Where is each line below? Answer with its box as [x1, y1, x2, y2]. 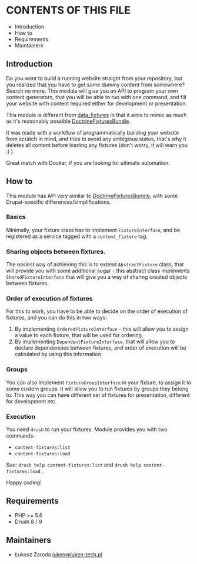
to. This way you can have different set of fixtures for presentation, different [6, 391, 190, 399]
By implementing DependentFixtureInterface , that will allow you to [14, 338, 175, 345]
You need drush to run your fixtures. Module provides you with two [6, 426, 168, 433]
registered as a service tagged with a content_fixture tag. [6, 233, 148, 240]
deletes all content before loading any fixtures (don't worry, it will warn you [6, 141, 188, 148]
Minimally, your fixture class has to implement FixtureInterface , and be [6, 226, 181, 233]
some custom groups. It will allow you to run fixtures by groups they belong [6, 385, 189, 392]
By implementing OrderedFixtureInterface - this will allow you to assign [14, 325, 189, 332]
